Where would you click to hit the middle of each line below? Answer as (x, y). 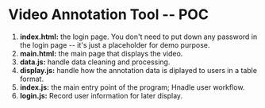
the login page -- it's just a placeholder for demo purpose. (115, 44)
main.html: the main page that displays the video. (101, 53)
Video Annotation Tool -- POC (108, 15)
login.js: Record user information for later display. (101, 95)
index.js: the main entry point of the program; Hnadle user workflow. (132, 87)
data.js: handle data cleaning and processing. (95, 62)
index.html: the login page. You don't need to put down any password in (138, 37)
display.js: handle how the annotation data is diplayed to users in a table (138, 70)
